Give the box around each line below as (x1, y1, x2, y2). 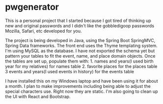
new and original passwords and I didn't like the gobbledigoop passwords (5, 22, 155, 28)
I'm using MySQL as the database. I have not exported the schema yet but (5, 48, 155, 54)
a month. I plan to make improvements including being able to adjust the (5, 83, 151, 89)
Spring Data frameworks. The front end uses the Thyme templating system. (5, 42, 158, 48)
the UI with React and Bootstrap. (5, 93, 71, 99)
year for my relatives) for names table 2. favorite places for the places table (5, 63, 158, 69)
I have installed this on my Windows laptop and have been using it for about (5, 78, 158, 84)
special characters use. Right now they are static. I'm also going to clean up (5, 88, 158, 94)
